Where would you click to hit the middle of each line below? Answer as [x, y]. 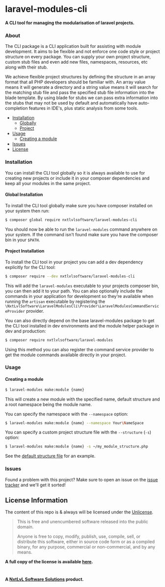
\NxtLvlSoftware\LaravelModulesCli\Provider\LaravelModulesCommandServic [82, 306]
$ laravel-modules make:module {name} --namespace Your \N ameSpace [74, 423]
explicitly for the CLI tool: [30, 267]
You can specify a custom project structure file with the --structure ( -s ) [78, 432]
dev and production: [26, 331]
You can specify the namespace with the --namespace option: [67, 414]
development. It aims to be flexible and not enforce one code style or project [82, 52]
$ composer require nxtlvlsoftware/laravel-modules [59, 340]
